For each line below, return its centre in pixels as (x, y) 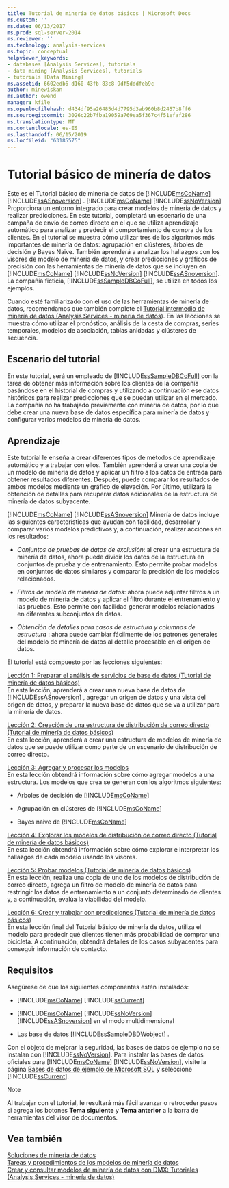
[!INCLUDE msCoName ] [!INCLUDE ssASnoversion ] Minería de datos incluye (113, 514)
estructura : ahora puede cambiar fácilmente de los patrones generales (117, 634)
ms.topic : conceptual (38, 52)
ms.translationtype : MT (41, 122)
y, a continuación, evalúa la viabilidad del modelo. (77, 899)
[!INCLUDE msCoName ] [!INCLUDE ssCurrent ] (81, 1000)
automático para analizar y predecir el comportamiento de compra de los (110, 230)
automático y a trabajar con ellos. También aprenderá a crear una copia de (112, 465)
